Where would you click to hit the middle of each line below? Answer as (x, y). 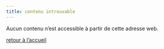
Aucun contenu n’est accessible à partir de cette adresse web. (82, 28)
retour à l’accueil (26, 40)
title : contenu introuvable (41, 12)
